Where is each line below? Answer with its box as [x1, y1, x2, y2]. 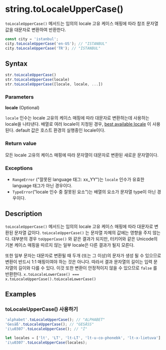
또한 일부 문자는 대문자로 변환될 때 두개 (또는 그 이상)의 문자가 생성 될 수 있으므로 [5, 252, 162, 258]
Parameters [5, 93, 34, 100]
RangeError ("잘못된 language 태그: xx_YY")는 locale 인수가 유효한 [12, 176, 145, 182]
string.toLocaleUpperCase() [5, 3, 124, 15]
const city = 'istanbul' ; [5, 36, 58, 42]
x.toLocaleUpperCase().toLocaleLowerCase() [5, 276, 97, 282]
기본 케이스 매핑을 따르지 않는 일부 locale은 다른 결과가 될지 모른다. [5, 242, 135, 248]
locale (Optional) [5, 105, 40, 111]
